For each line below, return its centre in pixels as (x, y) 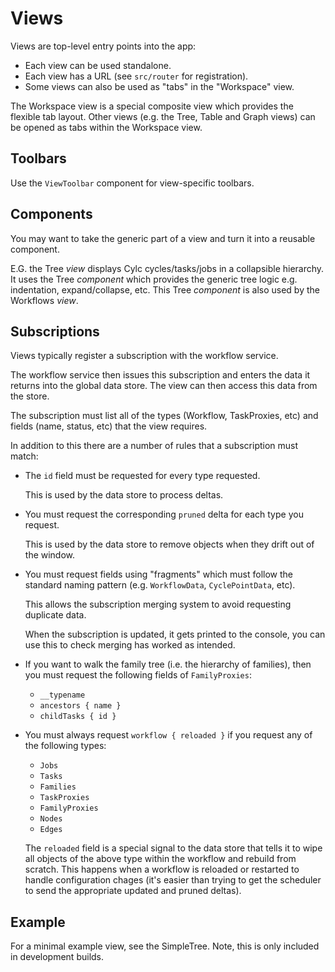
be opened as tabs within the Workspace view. (106, 127)
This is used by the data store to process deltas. (124, 495)
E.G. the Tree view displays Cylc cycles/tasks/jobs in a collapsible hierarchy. (167, 268)
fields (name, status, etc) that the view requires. (109, 426)
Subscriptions (55, 331)
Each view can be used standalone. (98, 65)
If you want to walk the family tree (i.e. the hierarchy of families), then (168, 664)
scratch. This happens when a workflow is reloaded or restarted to (162, 869)
